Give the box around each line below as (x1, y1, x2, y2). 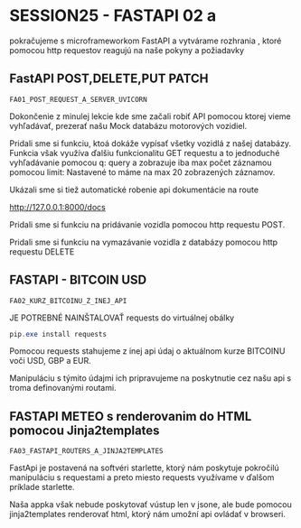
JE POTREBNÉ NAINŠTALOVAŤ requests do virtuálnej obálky (9, 312, 235, 323)
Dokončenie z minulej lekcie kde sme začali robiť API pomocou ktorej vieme (9, 110, 291, 122)
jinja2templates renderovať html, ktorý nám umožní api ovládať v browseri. (9, 509, 287, 520)
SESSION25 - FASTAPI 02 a (9, 5, 217, 26)
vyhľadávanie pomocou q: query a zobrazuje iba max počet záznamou (9, 157, 273, 168)
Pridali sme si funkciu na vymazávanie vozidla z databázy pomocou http (9, 236, 278, 247)
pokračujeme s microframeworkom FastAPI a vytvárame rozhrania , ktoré (9, 35, 282, 46)
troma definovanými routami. (9, 383, 117, 394)
